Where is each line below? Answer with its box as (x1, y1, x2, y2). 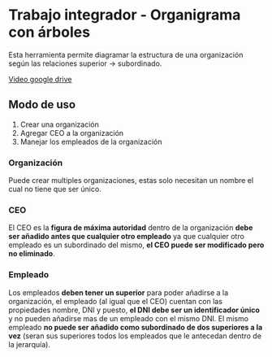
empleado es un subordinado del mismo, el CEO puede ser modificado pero (8, 240, 265, 250)
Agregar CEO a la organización (19, 128, 124, 137)
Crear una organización (19, 120, 99, 129)
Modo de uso (8, 98, 76, 111)
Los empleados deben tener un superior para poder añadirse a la (8, 287, 229, 298)
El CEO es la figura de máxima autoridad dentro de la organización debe (8, 223, 253, 233)
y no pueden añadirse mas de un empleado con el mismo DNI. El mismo (8, 313, 249, 323)
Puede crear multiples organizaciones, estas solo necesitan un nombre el (8, 176, 254, 185)
